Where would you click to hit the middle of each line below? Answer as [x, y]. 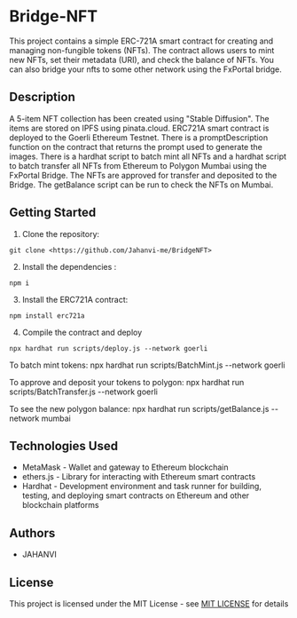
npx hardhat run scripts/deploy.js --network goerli [109, 348]
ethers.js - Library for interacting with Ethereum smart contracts [139, 477]
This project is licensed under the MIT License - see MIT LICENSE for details [149, 604]
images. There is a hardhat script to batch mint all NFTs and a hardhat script [148, 156]
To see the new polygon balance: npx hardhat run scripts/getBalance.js [139, 408]
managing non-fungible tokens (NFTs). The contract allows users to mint [142, 50]
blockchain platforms [60, 505]
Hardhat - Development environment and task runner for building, [141, 487]
